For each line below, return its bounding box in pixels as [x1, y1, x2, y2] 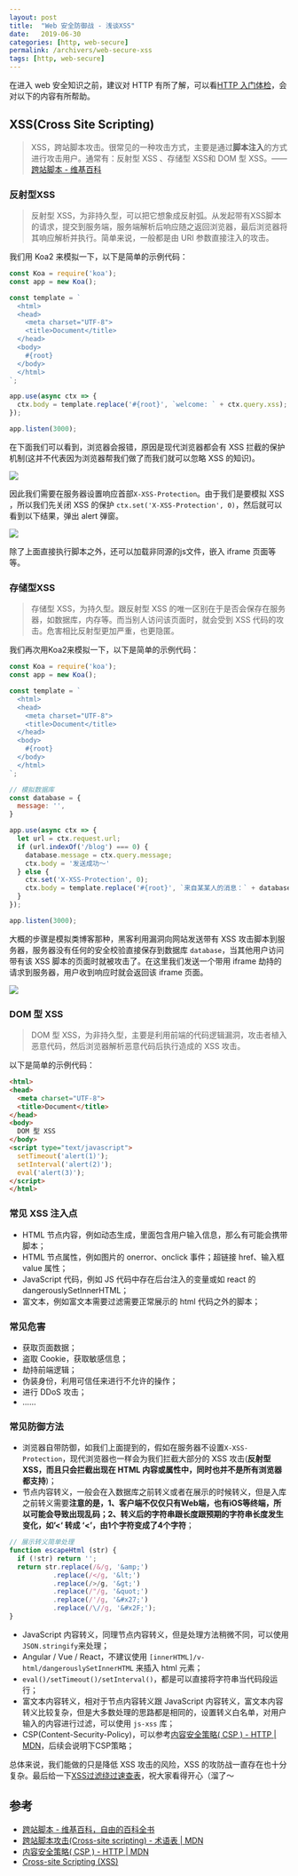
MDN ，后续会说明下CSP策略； [21, 1740, 135, 1751]
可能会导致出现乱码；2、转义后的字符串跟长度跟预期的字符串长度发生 [29, 1509, 284, 1520]
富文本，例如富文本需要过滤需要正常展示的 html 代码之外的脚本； [21, 1296, 261, 1307]
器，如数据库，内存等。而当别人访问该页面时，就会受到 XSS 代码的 [30, 615, 277, 625]
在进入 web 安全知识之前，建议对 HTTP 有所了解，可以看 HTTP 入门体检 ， [9, 80, 279, 90]
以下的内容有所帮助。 [16, 91, 95, 101]
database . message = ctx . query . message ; [25, 850, 173, 860]
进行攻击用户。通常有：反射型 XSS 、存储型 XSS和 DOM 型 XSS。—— [30, 153, 288, 163]
